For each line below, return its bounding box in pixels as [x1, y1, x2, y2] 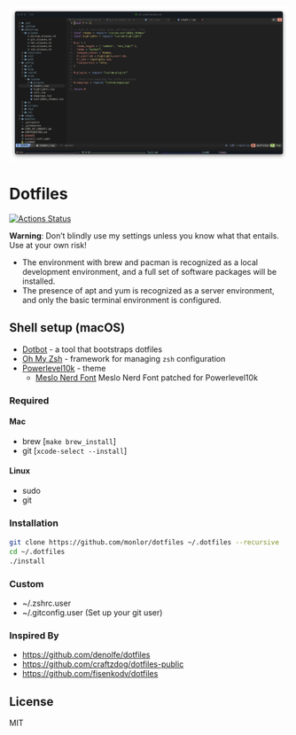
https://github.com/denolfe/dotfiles [21, 650, 151, 661]
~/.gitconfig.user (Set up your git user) [21, 607, 163, 618]
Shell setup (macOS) [9, 320, 126, 335]
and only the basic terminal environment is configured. [21, 294, 222, 305]
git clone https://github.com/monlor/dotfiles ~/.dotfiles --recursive [9, 538, 279, 547]
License [9, 694, 54, 709]
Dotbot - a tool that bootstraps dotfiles [21, 344, 162, 355]
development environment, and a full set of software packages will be [21, 266, 277, 277]
